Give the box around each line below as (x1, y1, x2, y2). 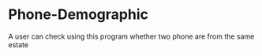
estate (8, 39, 29, 49)
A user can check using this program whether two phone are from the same (8, 32, 255, 41)
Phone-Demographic (8, 6, 148, 24)
